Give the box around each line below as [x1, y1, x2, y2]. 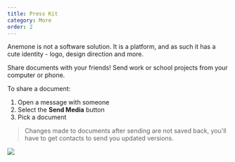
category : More [7, 17, 52, 24]
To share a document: [7, 85, 71, 93]
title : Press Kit [7, 10, 58, 18]
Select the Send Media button [17, 106, 105, 114]
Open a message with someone [17, 98, 110, 107]
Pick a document [17, 113, 67, 121]
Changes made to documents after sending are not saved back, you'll [24, 127, 227, 135]
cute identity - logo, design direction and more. [7, 50, 144, 58]
